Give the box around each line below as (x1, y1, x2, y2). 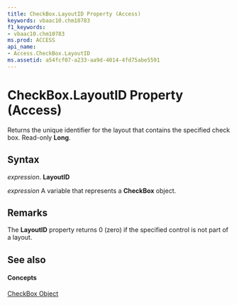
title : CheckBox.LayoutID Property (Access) (7, 10, 141, 18)
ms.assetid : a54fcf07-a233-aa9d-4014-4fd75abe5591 (7, 57, 160, 64)
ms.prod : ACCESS (7, 37, 55, 44)
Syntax (7, 154, 40, 166)
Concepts (7, 274, 37, 282)
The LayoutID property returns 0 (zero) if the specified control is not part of (7, 226, 229, 234)
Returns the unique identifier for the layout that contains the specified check (7, 126, 231, 134)
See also (7, 253, 46, 266)
